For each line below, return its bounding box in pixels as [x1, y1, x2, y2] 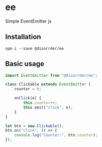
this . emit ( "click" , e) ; [23, 105, 73, 110]
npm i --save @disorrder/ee [5, 46, 64, 51]
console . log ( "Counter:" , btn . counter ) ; [14, 132, 98, 138]
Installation [5, 33, 41, 41]
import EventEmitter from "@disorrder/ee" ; [5, 73, 98, 78]
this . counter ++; [23, 100, 57, 105]
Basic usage [5, 60, 44, 68]
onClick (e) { [14, 96, 42, 101]
